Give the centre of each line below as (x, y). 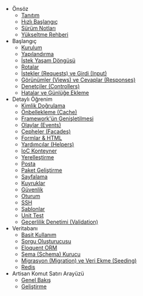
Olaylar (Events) (41, 125)
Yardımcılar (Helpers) (48, 144)
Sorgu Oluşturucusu (46, 241)
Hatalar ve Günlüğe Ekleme (55, 93)
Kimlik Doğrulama (43, 105)
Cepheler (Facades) (46, 131)
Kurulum (32, 47)
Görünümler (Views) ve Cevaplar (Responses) (78, 80)
